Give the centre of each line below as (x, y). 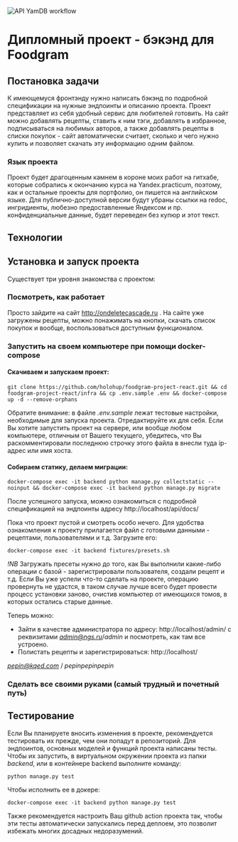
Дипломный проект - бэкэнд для (111, 40)
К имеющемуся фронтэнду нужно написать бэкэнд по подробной (108, 98)
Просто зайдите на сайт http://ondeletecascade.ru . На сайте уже (106, 312)
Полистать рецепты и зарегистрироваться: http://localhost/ (107, 652)
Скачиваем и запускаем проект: (58, 372)
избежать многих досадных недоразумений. (76, 831)
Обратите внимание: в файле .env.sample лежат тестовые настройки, (113, 412)
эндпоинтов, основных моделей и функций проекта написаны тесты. (112, 748)
